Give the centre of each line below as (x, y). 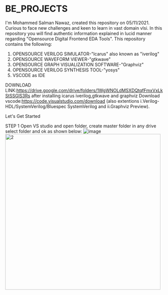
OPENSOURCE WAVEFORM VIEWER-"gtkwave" (62, 59)
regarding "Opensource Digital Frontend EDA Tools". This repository (75, 39)
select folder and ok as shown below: (44, 131)
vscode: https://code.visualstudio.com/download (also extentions (72, 101)
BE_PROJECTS (36, 9)
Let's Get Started (23, 116)
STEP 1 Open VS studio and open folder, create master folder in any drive (81, 126)
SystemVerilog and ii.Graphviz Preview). (109, 106)
